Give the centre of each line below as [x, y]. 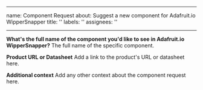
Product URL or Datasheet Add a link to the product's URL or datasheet [95, 57]
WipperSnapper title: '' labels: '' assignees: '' [62, 22]
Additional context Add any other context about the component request [96, 75]
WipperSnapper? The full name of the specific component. [80, 45]
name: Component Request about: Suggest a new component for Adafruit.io [101, 15]
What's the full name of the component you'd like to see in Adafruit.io [95, 39]
